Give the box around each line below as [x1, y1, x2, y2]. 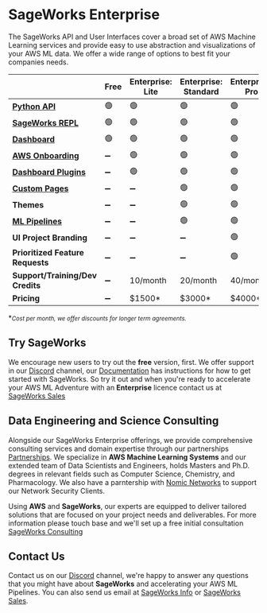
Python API [12, 101, 56, 112]
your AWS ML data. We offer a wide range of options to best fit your [8, 48, 230, 58]
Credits [12, 280, 41, 291]
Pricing [12, 293, 41, 304]
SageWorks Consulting [8, 526, 83, 536]
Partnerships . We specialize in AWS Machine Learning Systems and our [8, 452, 246, 462]
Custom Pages [12, 183, 69, 194]
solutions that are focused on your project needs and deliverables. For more [8, 510, 257, 519]
